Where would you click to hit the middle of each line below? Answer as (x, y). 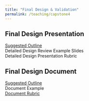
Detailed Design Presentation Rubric (41, 56)
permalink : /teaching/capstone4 (37, 14)
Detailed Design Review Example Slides (44, 51)
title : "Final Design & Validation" (42, 10)
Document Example (25, 88)
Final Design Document (41, 71)
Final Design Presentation (45, 34)
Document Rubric (22, 94)
